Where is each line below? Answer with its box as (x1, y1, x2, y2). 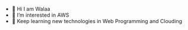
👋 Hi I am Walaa (11, 6, 50, 12)
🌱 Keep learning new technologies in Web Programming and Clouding (11, 18, 183, 24)
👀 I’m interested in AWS (11, 12, 69, 18)
